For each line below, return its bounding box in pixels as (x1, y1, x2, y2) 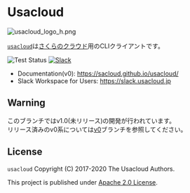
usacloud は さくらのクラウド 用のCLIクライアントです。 (7, 41, 165, 50)
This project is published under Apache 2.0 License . (7, 178, 158, 186)
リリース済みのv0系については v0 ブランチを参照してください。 (7, 125, 187, 134)
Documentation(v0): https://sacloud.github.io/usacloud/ (17, 69, 179, 78)
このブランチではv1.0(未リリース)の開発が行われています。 (7, 116, 176, 124)
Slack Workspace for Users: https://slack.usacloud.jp (17, 76, 172, 85)
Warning (7, 97, 46, 109)
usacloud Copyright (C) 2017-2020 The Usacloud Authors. (7, 164, 175, 173)
